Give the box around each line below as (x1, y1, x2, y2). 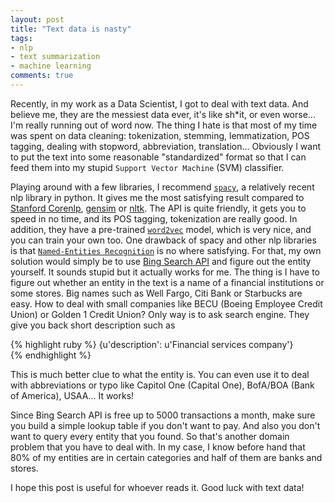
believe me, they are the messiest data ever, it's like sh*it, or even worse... (10, 108, 316, 120)
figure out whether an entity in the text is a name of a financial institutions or (10, 276, 325, 288)
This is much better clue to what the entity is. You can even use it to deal (10, 368, 310, 380)
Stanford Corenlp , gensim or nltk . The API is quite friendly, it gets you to (10, 202, 307, 214)
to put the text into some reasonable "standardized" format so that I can (10, 151, 307, 163)
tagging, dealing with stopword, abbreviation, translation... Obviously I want (10, 140, 321, 152)
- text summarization (10, 52, 101, 62)
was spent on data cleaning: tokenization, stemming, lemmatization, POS (10, 129, 310, 141)
